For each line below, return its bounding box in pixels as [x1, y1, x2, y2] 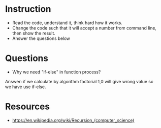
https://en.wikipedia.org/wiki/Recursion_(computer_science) [12, 117, 134, 123]
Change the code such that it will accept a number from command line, [12, 25, 157, 31]
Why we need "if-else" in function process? [12, 69, 101, 75]
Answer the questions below [12, 35, 70, 41]
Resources [5, 101, 50, 112]
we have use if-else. [5, 84, 46, 90]
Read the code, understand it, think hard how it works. [12, 20, 123, 26]
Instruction [5, 3, 51, 15]
